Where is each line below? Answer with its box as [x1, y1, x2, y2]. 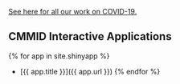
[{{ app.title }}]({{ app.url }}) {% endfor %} [19, 66, 161, 76]
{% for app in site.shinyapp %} [8, 51, 110, 61]
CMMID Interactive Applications [8, 30, 172, 43]
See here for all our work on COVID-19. [8, 7, 137, 16]
